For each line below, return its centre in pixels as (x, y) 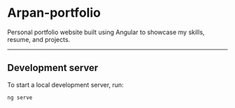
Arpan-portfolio (54, 13)
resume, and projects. (39, 39)
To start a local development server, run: (65, 84)
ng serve (20, 98)
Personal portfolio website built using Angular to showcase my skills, (106, 32)
